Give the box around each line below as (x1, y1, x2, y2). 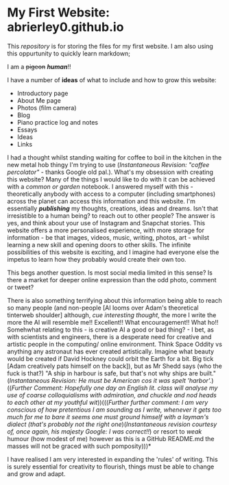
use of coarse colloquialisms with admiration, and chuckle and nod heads (7, 390, 217, 399)
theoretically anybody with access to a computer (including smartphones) (7, 190, 216, 198)
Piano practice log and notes (16, 118, 98, 126)
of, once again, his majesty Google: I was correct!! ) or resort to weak (7, 427, 202, 436)
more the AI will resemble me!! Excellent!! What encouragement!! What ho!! (7, 318, 219, 326)
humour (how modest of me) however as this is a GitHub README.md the (7, 434, 215, 443)
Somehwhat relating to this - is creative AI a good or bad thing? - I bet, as (7, 325, 215, 334)
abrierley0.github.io (7, 19, 124, 35)
